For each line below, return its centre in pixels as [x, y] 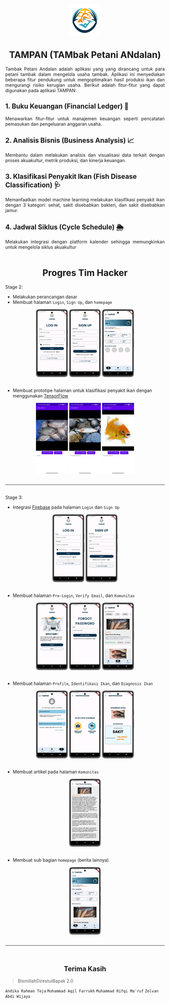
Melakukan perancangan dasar [45, 297]
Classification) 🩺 [33, 185]
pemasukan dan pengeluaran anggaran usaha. [54, 124]
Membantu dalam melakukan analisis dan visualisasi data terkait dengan [85, 155]
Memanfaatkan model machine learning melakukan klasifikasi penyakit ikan [85, 200]
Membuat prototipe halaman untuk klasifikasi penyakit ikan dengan [82, 390]
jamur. [12, 211]
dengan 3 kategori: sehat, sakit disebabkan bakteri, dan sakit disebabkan [85, 205]
